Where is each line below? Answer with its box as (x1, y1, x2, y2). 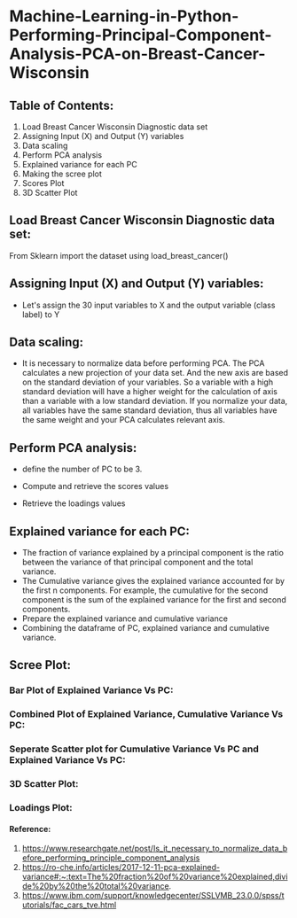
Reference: (9, 823, 51, 834)
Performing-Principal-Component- (9, 25, 272, 45)
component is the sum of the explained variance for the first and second (21, 595, 286, 605)
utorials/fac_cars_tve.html (21, 899, 117, 910)
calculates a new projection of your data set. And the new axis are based (21, 368, 289, 378)
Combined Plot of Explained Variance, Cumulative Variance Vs (9, 708, 284, 720)
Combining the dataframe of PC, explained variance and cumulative (21, 623, 270, 634)
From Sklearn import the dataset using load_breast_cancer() (9, 250, 229, 261)
